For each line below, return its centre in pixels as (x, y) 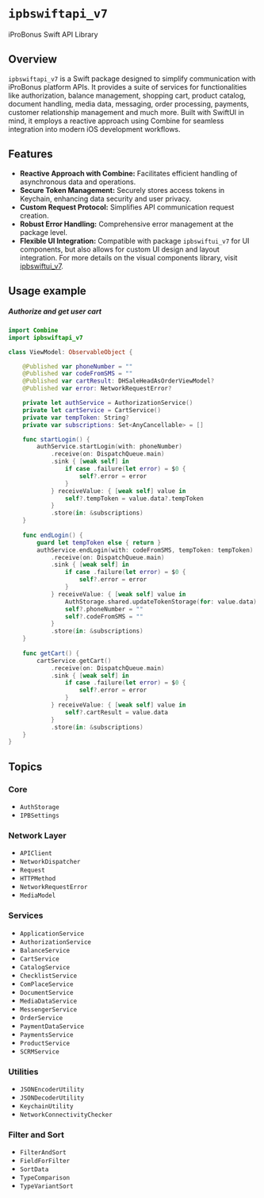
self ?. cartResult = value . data (117, 712)
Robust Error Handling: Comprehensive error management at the (126, 224)
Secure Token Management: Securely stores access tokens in (122, 190)
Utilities (23, 1072)
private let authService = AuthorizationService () (108, 403)
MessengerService (48, 1009)
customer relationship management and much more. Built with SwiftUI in (126, 112)
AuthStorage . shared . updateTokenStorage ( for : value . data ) (161, 602)
